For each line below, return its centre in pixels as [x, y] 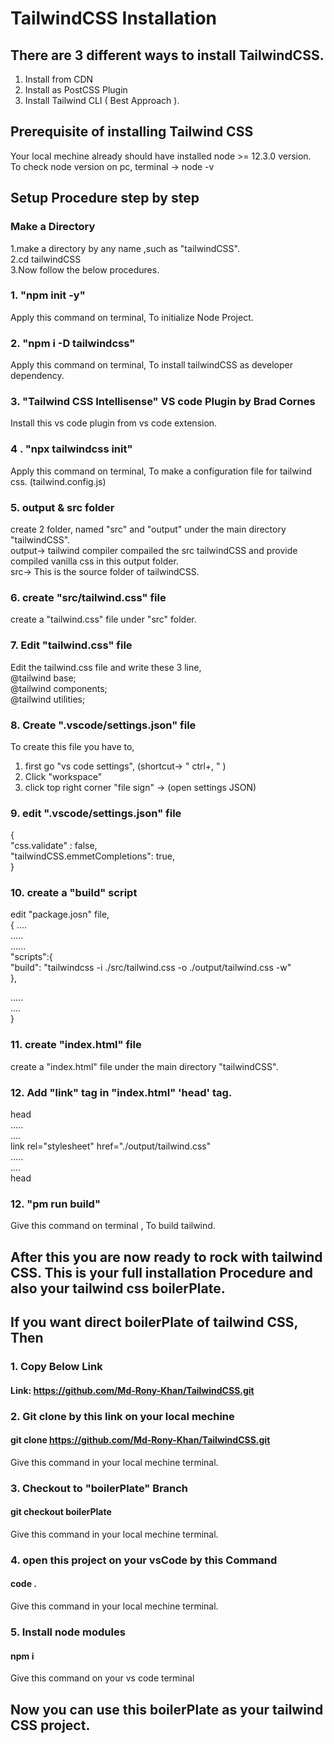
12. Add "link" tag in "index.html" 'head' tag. [121, 1092]
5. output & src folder [62, 507]
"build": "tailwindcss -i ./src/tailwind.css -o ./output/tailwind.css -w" [151, 968]
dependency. [37, 376]
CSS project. [50, 1725]
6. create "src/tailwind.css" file [88, 597]
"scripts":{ [31, 957]
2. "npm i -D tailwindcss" [73, 343]
